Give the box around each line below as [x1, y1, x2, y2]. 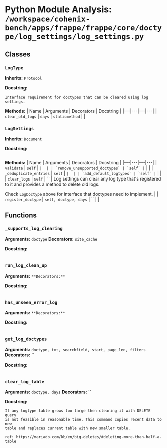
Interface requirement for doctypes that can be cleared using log [5, 95, 149, 100]
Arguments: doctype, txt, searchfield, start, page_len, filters [5, 346, 146, 352]
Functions [5, 211, 37, 219]
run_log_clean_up [5, 262, 47, 268]
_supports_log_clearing [5, 226, 63, 232]
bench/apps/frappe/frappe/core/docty [5, 23, 162, 33]
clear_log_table [5, 379, 45, 384]
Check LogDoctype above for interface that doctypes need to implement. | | [5, 191, 159, 197]
